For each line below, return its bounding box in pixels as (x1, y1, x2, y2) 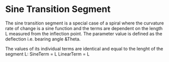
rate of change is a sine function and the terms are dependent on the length (5, 25, 163, 31)
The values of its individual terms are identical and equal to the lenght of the (5, 45, 163, 51)
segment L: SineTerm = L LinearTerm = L (5, 51, 90, 57)
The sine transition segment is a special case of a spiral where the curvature (5, 20, 164, 26)
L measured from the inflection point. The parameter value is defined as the (5, 30, 162, 36)
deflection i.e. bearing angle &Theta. (5, 36, 81, 42)
